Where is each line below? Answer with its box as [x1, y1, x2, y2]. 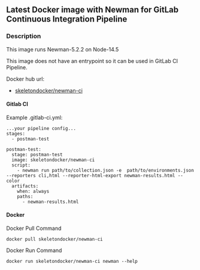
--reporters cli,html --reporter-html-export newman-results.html [6, 172, 175, 178]
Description [6, 32, 41, 41]
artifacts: [11, 183, 39, 189]
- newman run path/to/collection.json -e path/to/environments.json [17, 167, 195, 173]
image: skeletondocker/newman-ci [11, 157, 95, 163]
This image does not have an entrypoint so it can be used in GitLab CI [6, 57, 178, 65]
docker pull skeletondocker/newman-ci [6, 236, 103, 242]
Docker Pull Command [6, 225, 62, 232]
